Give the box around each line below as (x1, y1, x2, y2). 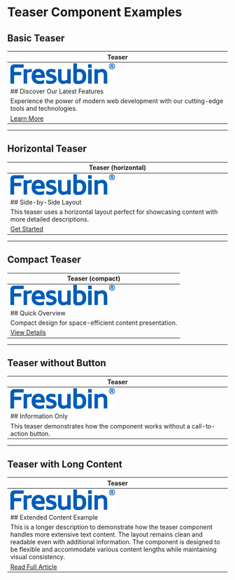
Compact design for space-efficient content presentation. (10, 318, 178, 327)
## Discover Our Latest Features (10, 87, 104, 95)
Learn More (10, 114, 44, 123)
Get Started (10, 225, 44, 234)
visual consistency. (10, 553, 66, 561)
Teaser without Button (7, 357, 106, 369)
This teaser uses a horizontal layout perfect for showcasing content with (10, 208, 218, 216)
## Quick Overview (10, 309, 66, 317)
